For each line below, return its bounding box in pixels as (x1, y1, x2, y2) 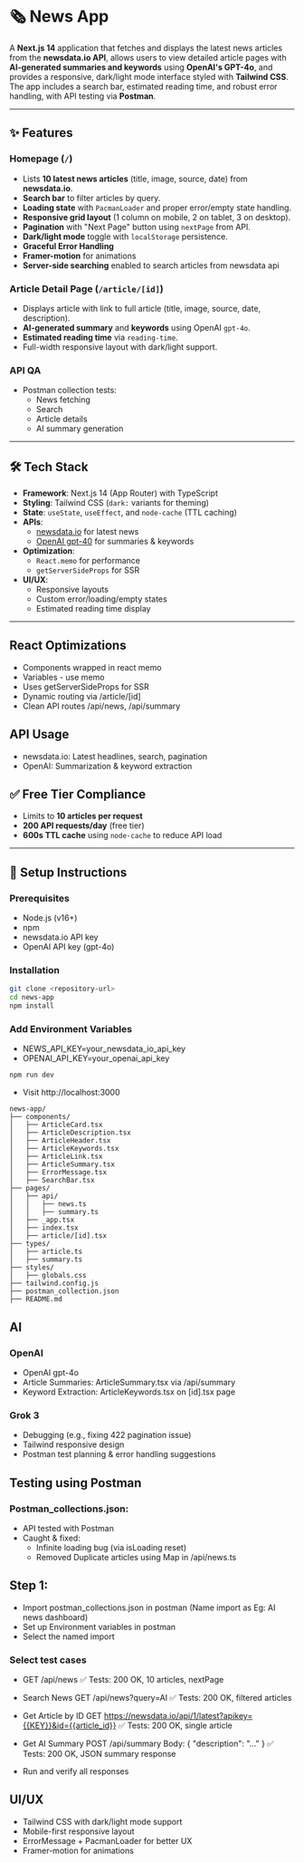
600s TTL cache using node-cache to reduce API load (22, 830, 223, 841)
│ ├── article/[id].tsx (9, 1231, 107, 1240)
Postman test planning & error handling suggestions (22, 1449, 216, 1460)
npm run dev (9, 1070, 54, 1080)
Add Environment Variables (9, 1023, 133, 1035)
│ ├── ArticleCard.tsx (9, 1120, 103, 1130)
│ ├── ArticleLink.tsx (9, 1152, 103, 1162)
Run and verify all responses (22, 1766, 129, 1777)
